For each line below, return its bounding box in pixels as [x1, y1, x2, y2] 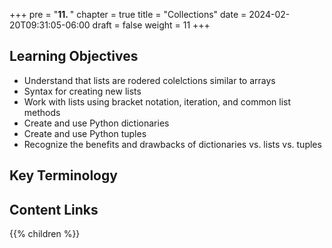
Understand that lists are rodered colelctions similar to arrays [23, 74, 276, 86]
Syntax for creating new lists [23, 85, 142, 97]
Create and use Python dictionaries [23, 117, 170, 129]
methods [23, 106, 61, 118]
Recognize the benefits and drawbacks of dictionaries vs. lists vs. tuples [23, 138, 322, 150]
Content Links [9, 201, 99, 218]
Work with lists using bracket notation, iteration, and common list [23, 95, 292, 108]
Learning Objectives [9, 48, 139, 65]
